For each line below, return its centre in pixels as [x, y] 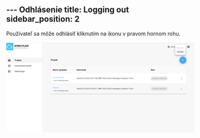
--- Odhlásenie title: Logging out [68, 10]
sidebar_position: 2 [43, 19]
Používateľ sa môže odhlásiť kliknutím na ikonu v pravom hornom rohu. [93, 33]
